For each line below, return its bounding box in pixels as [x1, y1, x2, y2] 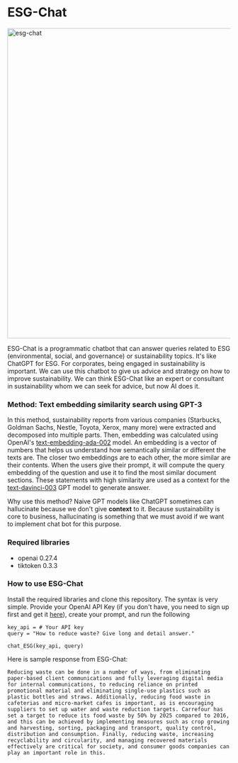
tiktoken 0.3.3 [17, 561, 58, 569]
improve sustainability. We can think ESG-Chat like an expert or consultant [7, 374, 225, 383]
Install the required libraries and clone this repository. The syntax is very [7, 595, 218, 603]
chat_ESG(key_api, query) [7, 642, 84, 650]
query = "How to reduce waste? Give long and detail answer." [7, 630, 195, 637]
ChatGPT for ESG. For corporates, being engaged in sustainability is [7, 359, 205, 367]
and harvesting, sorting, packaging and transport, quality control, [7, 724, 217, 731]
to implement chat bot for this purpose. [7, 520, 122, 528]
